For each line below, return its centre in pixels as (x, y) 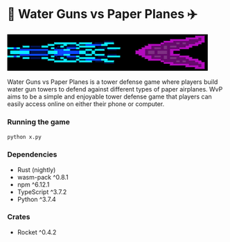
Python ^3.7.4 (37, 199)
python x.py (24, 137)
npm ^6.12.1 (33, 184)
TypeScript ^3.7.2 (42, 191)
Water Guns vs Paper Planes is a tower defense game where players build (113, 82)
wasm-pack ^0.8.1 (43, 177)
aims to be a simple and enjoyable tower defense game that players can (110, 96)
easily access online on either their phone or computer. (86, 104)
